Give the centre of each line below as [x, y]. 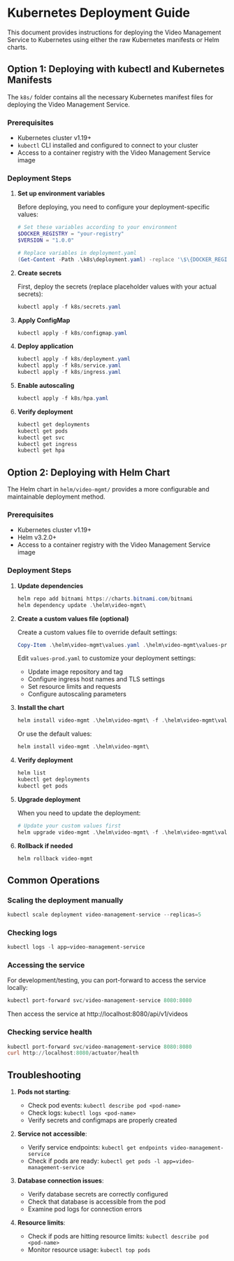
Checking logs [32, 933]
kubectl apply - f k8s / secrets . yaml [69, 307]
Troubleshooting [44, 1075]
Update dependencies [50, 585]
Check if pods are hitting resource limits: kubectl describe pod [118, 1236]
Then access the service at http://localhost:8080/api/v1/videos [98, 1014]
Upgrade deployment [49, 799]
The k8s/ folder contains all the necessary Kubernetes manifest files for [110, 97]
